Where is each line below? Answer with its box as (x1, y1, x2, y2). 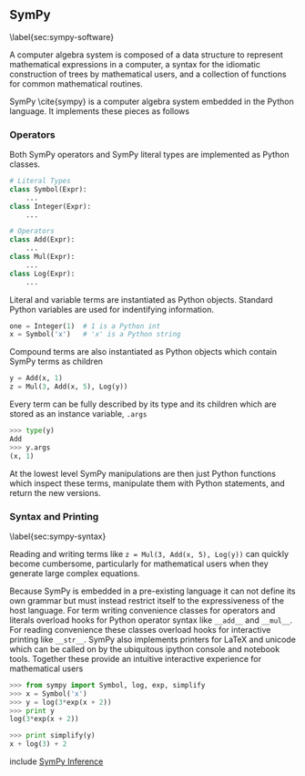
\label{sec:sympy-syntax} (9, 531, 107, 542)
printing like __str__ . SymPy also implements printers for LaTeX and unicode (9, 634, 296, 645)
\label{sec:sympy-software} (9, 31, 115, 42)
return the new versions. (9, 487, 102, 498)
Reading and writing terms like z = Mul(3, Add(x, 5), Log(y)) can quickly (9, 548, 290, 559)
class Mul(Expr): (9, 253, 76, 262)
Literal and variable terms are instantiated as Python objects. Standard (9, 294, 273, 305)
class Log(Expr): (9, 269, 76, 278)
